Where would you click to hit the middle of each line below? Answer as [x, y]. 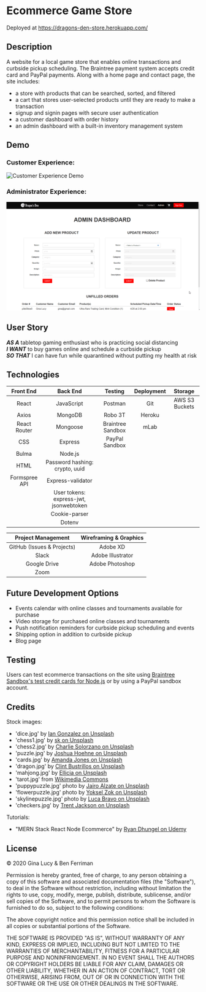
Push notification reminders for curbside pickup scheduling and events [105, 628]
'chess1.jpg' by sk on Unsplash [54, 740]
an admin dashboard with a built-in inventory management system [99, 126]
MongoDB [70, 415]
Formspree [24, 477]
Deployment [150, 391]
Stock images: [25, 722]
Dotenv [70, 523]
